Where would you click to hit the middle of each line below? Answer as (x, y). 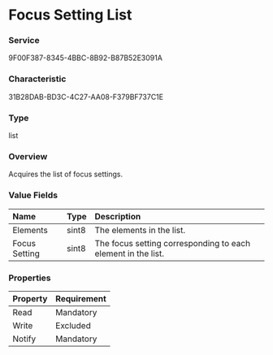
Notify (24, 339)
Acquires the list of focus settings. (66, 174)
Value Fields (33, 195)
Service (24, 41)
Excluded (73, 325)
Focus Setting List (70, 15)
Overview (28, 156)
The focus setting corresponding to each (172, 243)
